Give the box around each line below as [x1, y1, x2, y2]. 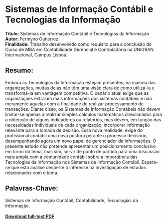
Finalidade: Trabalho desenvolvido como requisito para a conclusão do [5, 41, 152, 47]
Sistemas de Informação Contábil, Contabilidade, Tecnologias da [5, 197, 138, 203]
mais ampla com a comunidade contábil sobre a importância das [5, 154, 138, 160]
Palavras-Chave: [5, 184, 58, 193]
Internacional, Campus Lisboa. [5, 51, 68, 58]
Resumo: [5, 66, 33, 75]
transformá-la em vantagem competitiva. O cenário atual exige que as [5, 90, 149, 96]
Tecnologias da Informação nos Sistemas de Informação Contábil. [5, 159, 141, 165]
